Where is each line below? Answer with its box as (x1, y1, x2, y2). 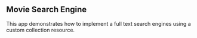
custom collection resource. (6, 26, 75, 33)
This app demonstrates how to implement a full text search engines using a (6, 20, 191, 27)
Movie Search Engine (6, 5, 87, 15)
